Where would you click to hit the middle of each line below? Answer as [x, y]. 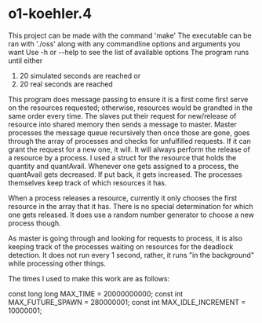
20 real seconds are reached [66, 84]
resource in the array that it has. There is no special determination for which [131, 206]
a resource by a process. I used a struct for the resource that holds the [122, 157]
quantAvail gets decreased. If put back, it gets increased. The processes [125, 174]
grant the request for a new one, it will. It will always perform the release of [129, 149]
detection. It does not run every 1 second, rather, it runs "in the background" [131, 255]
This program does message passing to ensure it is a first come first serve [128, 99]
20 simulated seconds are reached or [80, 75]
